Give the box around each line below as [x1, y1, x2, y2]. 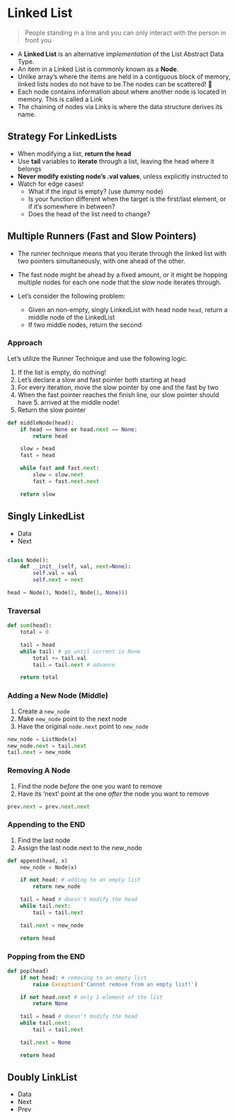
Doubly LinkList [7, 1071, 78, 1084]
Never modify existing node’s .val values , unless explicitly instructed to [17, 172, 229, 180]
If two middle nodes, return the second [28, 321, 142, 329]
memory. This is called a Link [17, 94, 103, 104]
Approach [7, 338, 42, 348]
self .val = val [33, 569, 78, 577]
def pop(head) [7, 967, 50, 974]
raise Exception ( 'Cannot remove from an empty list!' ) [33, 981, 198, 988]
